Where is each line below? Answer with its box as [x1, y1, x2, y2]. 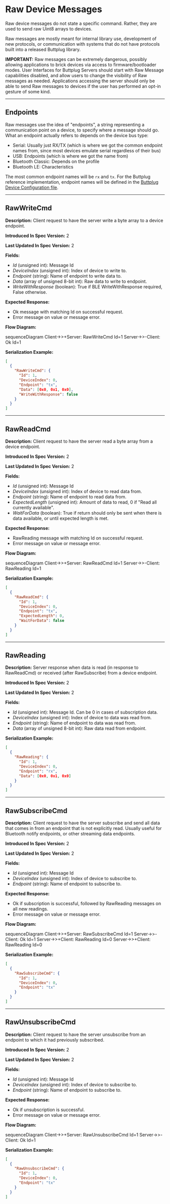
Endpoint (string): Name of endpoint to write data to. [12, 273, 122, 279]
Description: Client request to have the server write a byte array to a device [5, 217, 163, 223]
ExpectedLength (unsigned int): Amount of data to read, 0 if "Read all [12, 499, 157, 505]
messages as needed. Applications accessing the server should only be [5, 78, 155, 84]
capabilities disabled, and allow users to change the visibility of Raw [5, 72, 147, 78]
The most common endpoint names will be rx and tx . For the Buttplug [5, 174, 151, 180]
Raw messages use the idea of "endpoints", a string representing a [5, 121, 145, 127]
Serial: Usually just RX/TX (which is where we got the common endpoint [12, 142, 163, 148]
